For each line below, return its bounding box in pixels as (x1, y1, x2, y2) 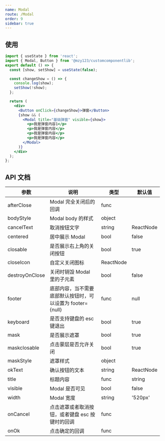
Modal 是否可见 (50, 385, 85, 392)
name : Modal (5, 7, 29, 12)
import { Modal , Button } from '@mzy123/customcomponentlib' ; (5, 58, 135, 63)
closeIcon (7, 259, 30, 266)
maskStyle (7, 357, 32, 364)
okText (7, 367, 23, 374)
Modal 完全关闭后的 (50, 199, 95, 206)
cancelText (7, 224, 33, 231)
